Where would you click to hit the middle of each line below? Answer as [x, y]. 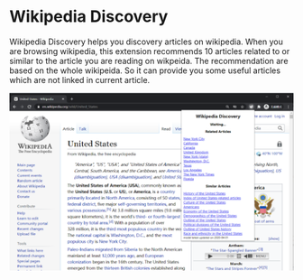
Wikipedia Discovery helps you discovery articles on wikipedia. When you [147, 42]
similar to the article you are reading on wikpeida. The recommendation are [149, 61]
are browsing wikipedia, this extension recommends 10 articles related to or [150, 51]
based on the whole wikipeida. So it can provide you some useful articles [145, 70]
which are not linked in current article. [80, 79]
